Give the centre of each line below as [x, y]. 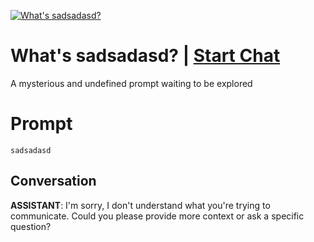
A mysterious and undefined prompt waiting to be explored [131, 83]
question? [31, 226]
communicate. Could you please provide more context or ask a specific [157, 216]
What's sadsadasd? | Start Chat [145, 56]
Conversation [53, 181]
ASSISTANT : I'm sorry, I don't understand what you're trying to [140, 205]
